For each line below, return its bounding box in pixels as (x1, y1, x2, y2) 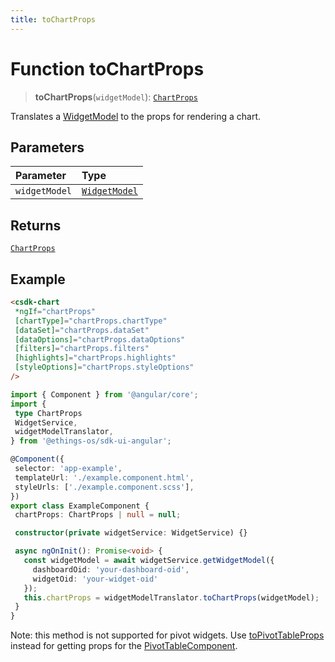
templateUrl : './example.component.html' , (14, 472, 195, 483)
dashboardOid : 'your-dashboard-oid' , (32, 564, 190, 575)
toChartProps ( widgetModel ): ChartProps (34, 91, 198, 103)
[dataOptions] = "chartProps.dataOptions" (14, 334, 186, 345)
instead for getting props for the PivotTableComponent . (10, 640, 238, 652)
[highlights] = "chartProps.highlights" (14, 353, 177, 363)
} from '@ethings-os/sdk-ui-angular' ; (10, 436, 172, 446)
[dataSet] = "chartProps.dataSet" (14, 325, 150, 335)
